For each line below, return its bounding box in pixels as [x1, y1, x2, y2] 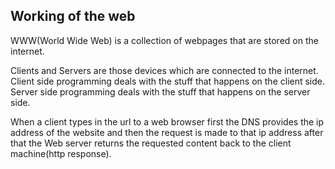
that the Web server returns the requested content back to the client [10, 137, 292, 149]
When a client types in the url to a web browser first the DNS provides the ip [10, 115, 325, 128]
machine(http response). [10, 147, 112, 159]
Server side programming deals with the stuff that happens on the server [10, 85, 311, 98]
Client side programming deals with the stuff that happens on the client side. [10, 75, 326, 87]
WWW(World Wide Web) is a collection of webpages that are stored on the [10, 34, 319, 46]
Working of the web [10, 8, 136, 25]
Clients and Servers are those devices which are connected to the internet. [10, 64, 319, 76]
